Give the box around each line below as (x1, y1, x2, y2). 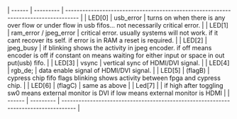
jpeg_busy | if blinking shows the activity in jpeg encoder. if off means (7, 44, 212, 52)
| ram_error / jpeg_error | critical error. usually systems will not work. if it (7, 28, 219, 37)
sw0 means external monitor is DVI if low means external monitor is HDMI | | (7, 89, 230, 97)
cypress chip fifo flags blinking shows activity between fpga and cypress (7, 74, 221, 82)
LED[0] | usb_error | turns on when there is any (88, 13, 226, 22)
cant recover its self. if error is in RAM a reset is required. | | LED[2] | (7, 36, 207, 45)
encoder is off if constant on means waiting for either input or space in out (7, 51, 225, 59)
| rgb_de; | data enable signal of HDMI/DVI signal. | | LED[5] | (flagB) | (7, 67, 210, 74)
